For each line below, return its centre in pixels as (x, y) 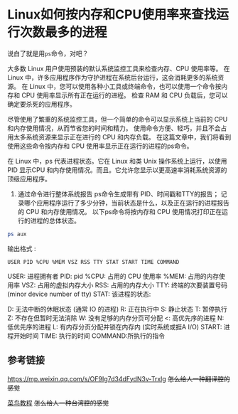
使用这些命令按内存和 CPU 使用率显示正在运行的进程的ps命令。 (100, 146)
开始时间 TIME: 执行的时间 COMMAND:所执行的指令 (89, 336)
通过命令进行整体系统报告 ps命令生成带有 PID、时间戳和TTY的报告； (118, 193)
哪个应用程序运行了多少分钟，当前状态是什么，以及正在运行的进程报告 (126, 203)
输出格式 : (22, 248)
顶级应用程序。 (29, 179)
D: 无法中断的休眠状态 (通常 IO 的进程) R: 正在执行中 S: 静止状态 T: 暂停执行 (117, 309)
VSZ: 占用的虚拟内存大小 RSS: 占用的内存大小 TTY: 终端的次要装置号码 (124, 285)
